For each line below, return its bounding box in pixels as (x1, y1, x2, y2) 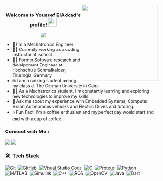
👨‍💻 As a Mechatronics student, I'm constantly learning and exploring (12, 88, 149, 94)
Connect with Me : (5, 128, 49, 135)
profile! (29, 21, 48, 28)
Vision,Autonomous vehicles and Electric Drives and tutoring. (12, 104, 135, 110)
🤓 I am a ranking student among (12, 78, 77, 83)
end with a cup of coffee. (12, 116, 63, 122)
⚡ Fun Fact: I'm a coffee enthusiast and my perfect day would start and (12, 109, 154, 115)
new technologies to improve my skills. (12, 93, 90, 99)
